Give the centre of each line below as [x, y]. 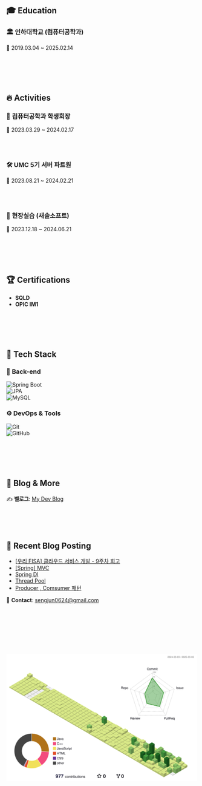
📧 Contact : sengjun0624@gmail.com [53, 600]
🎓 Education [32, 11]
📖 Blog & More [33, 483]
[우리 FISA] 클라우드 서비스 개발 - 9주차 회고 [67, 561]
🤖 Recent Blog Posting [49, 546]
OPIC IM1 [27, 304]
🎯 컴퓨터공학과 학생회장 [38, 116]
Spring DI [27, 574]
